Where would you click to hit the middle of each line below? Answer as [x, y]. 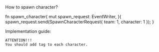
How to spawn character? [32, 7]
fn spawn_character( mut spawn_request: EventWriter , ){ [63, 16]
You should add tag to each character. [47, 45]
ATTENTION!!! [19, 40]
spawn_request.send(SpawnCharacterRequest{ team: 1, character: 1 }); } [80, 22]
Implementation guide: [28, 31]
